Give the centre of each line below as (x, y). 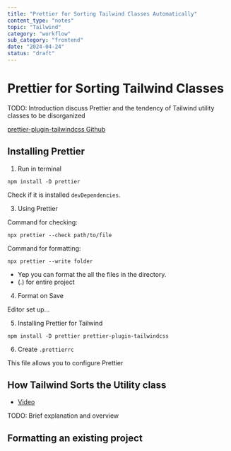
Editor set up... (29, 309)
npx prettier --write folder (50, 261)
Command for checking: (42, 222)
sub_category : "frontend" (45, 40)
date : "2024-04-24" (36, 47)
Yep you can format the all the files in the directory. (92, 274)
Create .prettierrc (46, 349)
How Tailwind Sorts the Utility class (87, 386)
